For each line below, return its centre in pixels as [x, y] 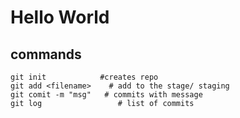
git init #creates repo [84, 77]
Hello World [60, 17]
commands [46, 54]
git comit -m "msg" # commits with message [106, 95]
